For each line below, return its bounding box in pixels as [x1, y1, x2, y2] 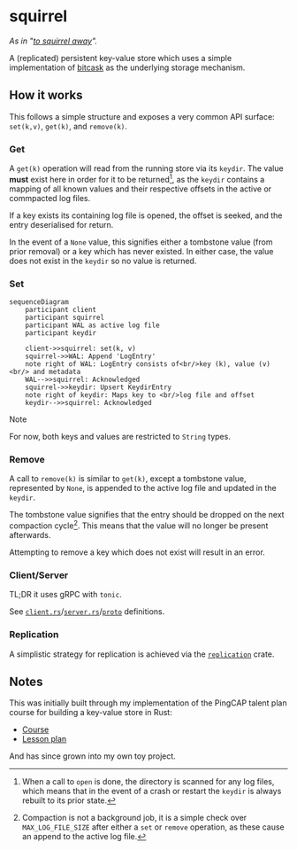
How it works [9, 88, 83, 103]
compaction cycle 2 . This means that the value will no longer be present [9, 519, 269, 531]
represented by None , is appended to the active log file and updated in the [9, 483, 277, 494]
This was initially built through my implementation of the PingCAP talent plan [9, 698, 287, 708]
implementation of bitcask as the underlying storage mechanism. [9, 62, 246, 73]
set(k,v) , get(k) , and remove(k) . [9, 121, 128, 131]
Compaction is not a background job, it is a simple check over [21, 813, 247, 823]
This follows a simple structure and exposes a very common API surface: [9, 111, 276, 121]
